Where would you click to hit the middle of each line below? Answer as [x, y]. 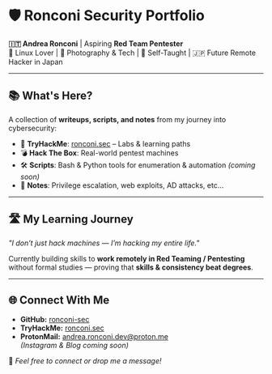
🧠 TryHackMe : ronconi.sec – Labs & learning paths [105, 143]
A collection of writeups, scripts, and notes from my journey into [117, 119]
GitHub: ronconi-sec [55, 320]
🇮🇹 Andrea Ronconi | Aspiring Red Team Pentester [96, 43]
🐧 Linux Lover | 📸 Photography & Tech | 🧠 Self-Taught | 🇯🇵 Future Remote [132, 53]
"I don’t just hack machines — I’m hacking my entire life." [104, 243]
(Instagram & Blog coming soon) [74, 346]
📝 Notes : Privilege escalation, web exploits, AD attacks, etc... [122, 185]
